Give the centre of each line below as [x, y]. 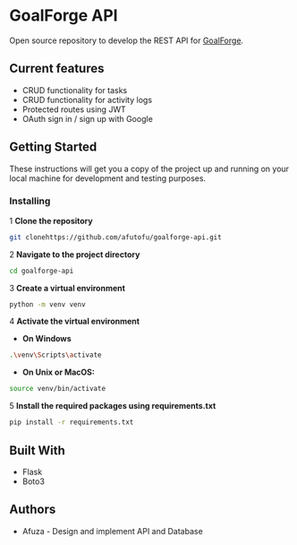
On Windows [47, 339]
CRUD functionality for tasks [75, 90]
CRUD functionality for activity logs [87, 99]
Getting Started [53, 147]
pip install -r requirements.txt [72, 422]
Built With [37, 450]
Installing [30, 201]
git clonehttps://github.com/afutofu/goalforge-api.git [115, 237]
